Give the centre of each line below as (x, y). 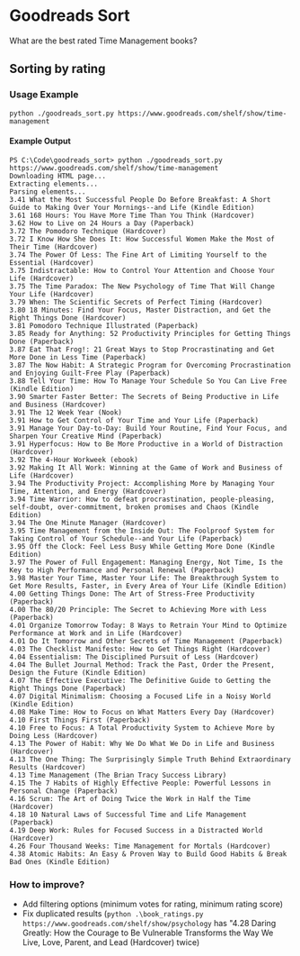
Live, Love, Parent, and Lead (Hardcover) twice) (111, 942)
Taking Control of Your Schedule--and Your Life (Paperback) (126, 538)
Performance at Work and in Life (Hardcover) (96, 633)
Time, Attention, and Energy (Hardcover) (88, 491)
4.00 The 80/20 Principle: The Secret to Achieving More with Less (138, 609)
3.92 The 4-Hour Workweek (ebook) (74, 460)
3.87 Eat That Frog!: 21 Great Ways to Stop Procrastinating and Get (142, 349)
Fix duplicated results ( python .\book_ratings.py (113, 914)
